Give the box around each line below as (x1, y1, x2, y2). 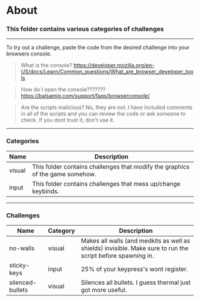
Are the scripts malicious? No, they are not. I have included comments (20, 104, 193, 111)
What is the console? (20, 62, 73, 69)
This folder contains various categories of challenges (6, 25, 164, 33)
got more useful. (80, 286, 127, 294)
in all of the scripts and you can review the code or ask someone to (20, 110, 186, 117)
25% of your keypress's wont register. (80, 265, 189, 273)
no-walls (9, 244, 35, 253)
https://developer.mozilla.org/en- (73, 62, 155, 69)
